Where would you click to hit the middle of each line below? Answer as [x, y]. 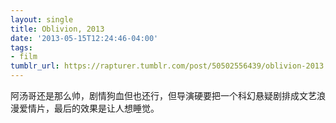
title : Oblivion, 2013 [57, 29]
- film [24, 57]
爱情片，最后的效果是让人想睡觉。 [89, 108]
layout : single [42, 19]
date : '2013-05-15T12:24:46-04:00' [84, 38]
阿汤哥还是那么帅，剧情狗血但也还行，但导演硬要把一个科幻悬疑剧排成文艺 [163, 95]
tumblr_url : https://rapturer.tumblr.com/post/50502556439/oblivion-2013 [167, 66]
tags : [21, 47]
